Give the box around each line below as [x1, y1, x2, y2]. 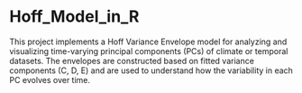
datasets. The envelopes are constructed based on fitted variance [9, 55, 255, 66]
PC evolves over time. [9, 74, 91, 85]
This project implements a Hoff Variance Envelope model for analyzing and [9, 36, 288, 47]
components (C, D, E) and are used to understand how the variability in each [9, 65, 293, 76]
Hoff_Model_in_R [9, 6, 140, 27]
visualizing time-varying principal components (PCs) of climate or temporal [9, 45, 288, 56]
